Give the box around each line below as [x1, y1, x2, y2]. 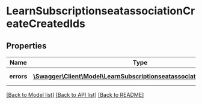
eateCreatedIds [6, 17, 86, 30]
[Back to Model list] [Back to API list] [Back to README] [6, 91, 144, 98]
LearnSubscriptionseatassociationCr [6, 4, 195, 18]
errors [9, 72, 28, 80]
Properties [6, 41, 47, 51]
